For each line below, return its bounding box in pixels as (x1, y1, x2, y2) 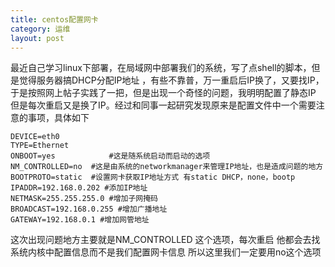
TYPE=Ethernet (10, 141, 70, 151)
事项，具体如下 (27, 112, 90, 124)
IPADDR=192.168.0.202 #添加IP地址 (10, 183, 148, 193)
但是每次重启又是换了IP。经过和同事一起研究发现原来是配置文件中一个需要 (10, 99, 317, 111)
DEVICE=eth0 (10, 132, 60, 142)
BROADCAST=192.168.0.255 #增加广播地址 (10, 204, 168, 215)
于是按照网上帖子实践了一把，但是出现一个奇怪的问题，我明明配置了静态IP (10, 87, 317, 99)
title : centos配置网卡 (10, 14, 99, 25)
